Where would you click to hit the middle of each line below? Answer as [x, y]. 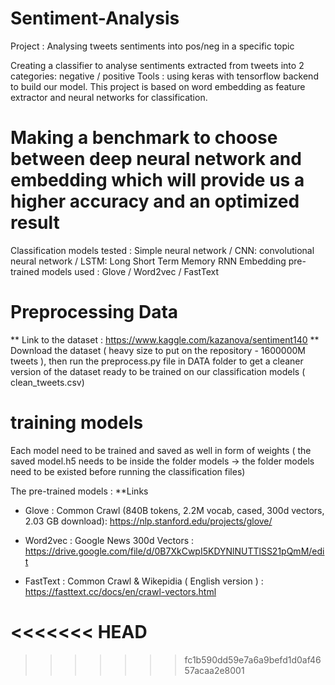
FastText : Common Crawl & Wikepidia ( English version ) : [144, 581]
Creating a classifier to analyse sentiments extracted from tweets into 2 [157, 65]
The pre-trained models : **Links [79, 491]
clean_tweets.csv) [47, 382]
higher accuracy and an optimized [155, 201]
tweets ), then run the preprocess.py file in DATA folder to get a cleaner [157, 361]
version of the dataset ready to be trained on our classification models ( [158, 371]
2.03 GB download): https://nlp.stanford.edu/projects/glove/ [148, 521]
